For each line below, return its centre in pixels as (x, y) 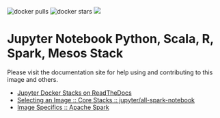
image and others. (32, 79)
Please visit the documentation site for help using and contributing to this (110, 72)
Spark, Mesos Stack (65, 54)
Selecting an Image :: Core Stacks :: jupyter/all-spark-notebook (106, 100)
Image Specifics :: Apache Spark (63, 107)
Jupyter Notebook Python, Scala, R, (110, 39)
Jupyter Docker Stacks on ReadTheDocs (74, 93)
